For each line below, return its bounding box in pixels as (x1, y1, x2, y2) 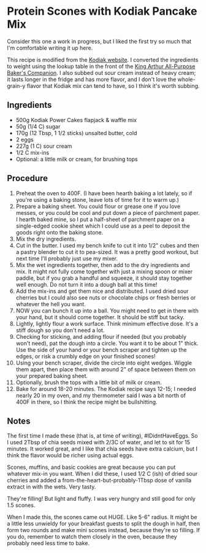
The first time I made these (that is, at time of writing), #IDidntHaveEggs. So (7, 432, 198, 439)
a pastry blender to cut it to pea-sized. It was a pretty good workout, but (15, 248, 199, 255)
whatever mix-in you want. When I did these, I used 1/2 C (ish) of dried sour (7, 470, 198, 478)
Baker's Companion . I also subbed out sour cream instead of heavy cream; (7, 69, 196, 76)
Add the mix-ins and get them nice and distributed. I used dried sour (15, 287, 189, 295)
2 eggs (15, 136, 34, 143)
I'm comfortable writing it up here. (7, 44, 93, 52)
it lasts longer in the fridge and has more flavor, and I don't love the (7, 75, 177, 83)
